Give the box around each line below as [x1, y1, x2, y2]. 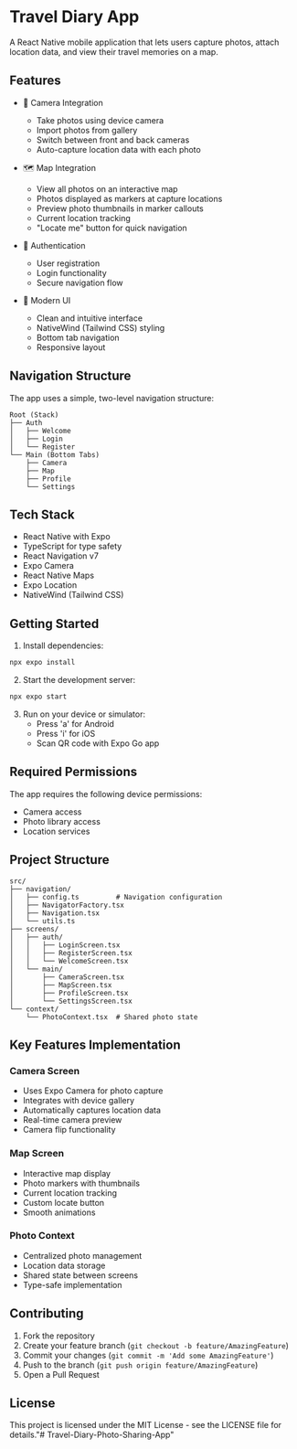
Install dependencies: [22, 640, 104, 651]
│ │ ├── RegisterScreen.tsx [9, 948, 133, 957]
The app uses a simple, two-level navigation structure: [9, 392, 215, 403]
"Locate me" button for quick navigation [36, 222, 187, 233]
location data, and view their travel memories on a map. [9, 46, 219, 57]
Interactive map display [22, 1167, 111, 1178]
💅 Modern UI [22, 294, 71, 305]
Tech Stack [9, 506, 75, 522]
